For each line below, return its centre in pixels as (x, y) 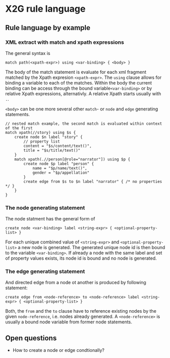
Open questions (31, 338)
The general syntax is (28, 53)
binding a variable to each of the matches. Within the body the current (79, 82)
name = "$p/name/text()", (60, 168)
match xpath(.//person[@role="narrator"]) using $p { (72, 159)
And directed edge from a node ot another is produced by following (76, 283)
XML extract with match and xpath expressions (65, 42)
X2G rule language (45, 9)
